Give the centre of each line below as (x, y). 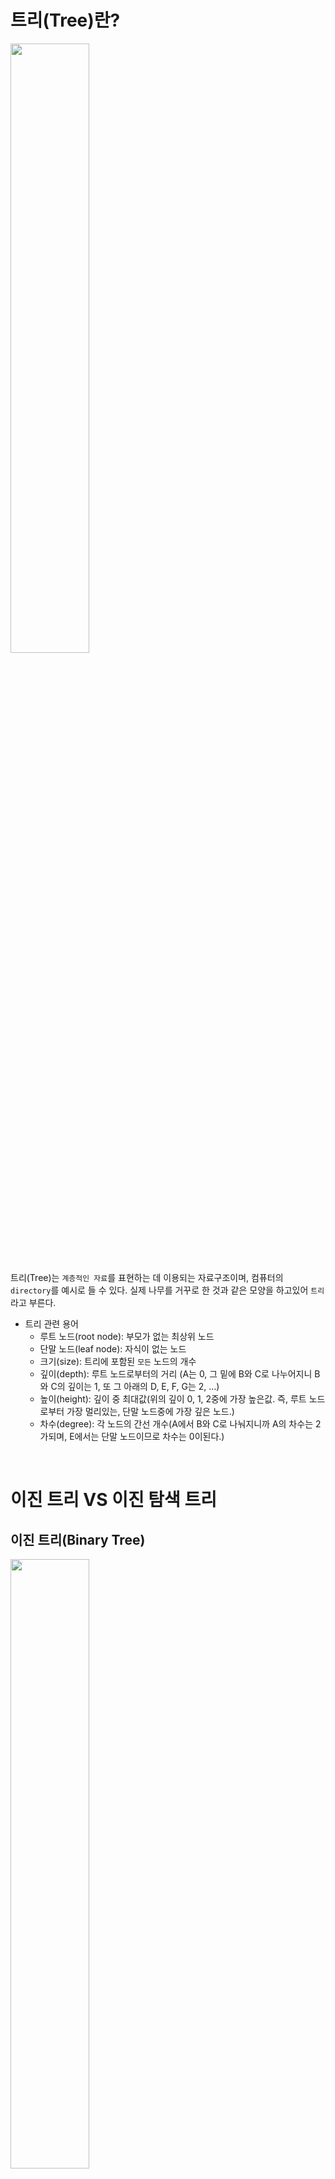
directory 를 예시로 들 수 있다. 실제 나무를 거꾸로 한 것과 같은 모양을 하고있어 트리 (167, 1290)
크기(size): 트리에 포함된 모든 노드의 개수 (118, 1361)
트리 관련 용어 (51, 1323)
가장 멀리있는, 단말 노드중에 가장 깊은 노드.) (150, 1411)
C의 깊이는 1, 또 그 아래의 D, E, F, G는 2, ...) (135, 1386)
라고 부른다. (33, 1302)
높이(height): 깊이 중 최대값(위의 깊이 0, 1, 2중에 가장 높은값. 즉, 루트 (173, 1398)
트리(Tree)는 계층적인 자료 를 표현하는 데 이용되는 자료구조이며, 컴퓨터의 (147, 1277)
